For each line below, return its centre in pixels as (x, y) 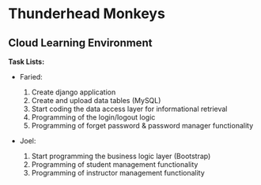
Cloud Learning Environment (80, 43)
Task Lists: (26, 61)
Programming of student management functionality (115, 165)
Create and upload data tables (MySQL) (96, 100)
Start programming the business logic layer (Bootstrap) (121, 156)
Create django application (74, 92)
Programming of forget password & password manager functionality (142, 126)
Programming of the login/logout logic (93, 117)
